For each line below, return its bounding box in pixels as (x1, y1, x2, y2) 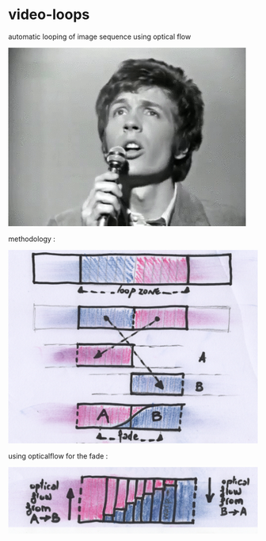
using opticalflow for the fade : (8, 451, 108, 461)
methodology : (8, 234, 55, 244)
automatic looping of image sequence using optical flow (8, 32, 192, 41)
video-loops (8, 6, 90, 24)
